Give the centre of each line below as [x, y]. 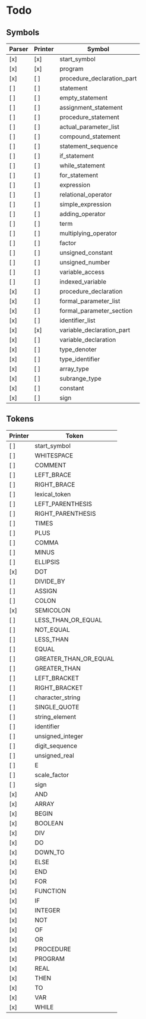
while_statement [82, 166]
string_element [55, 716]
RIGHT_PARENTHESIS [65, 513]
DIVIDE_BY [50, 581]
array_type [74, 369]
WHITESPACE [54, 455]
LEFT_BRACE [53, 475]
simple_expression [85, 204]
